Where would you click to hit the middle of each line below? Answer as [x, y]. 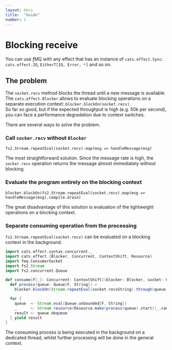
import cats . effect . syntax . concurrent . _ [49, 252]
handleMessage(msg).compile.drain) [43, 197]
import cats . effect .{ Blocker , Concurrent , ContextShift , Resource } [79, 256]
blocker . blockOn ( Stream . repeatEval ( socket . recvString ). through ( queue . [91, 290]
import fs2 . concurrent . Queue [36, 271]
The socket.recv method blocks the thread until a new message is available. [85, 93]
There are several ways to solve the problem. [53, 125]
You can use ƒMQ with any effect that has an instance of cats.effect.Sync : [84, 59]
